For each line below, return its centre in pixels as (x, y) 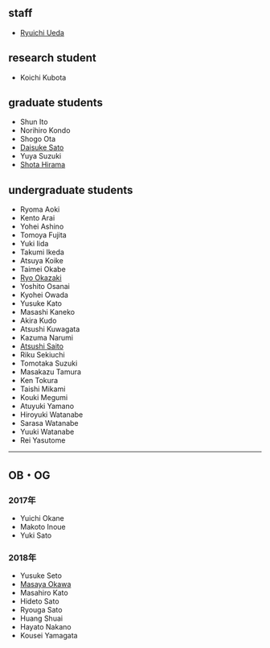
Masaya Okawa (45, 584)
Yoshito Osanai (45, 287)
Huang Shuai (41, 618)
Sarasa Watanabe (49, 423)
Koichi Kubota (43, 77)
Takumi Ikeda (42, 252)
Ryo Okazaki (41, 278)
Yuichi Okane (42, 518)
